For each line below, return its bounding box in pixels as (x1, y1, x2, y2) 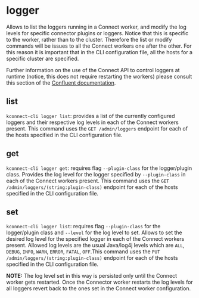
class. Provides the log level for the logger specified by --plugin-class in (6, 170, 186, 178)
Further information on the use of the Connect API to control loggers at (6, 66, 180, 73)
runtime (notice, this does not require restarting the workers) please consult (6, 73, 192, 80)
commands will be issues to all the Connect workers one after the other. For (6, 42, 192, 49)
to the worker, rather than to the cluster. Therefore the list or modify (6, 36, 172, 43)
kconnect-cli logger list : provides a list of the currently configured (6, 112, 175, 119)
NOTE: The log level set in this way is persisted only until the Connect (6, 272, 178, 280)
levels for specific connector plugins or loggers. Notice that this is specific (6, 29, 189, 36)
